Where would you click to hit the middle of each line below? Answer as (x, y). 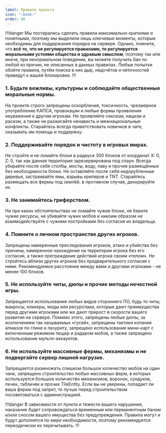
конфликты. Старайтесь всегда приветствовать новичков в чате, (74, 126)
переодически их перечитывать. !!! (42, 426)
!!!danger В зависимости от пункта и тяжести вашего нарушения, (74, 404)
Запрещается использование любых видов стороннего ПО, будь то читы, (83, 301)
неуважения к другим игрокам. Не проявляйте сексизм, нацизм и (75, 116)
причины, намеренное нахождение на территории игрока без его (75, 250)
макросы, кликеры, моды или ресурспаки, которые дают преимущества (82, 307)
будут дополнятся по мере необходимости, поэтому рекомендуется (78, 420)
